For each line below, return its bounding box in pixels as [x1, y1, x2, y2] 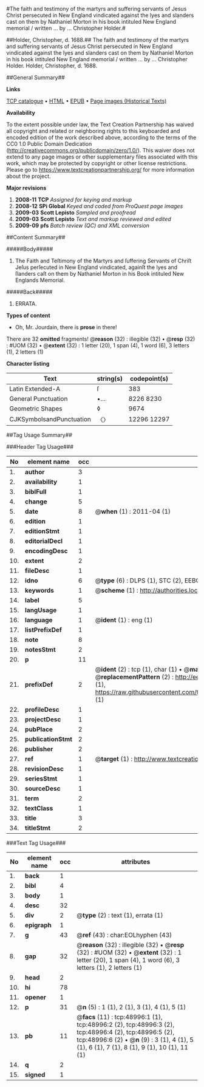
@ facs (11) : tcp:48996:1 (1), [76, 1013, 163, 1021]
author [25, 468, 45, 476]
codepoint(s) [129, 375, 169, 383]
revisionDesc [25, 765, 64, 773]
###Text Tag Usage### [6, 839, 66, 847]
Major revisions [6, 185, 47, 191]
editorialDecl [25, 537, 63, 545]
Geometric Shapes [9, 404, 63, 412]
